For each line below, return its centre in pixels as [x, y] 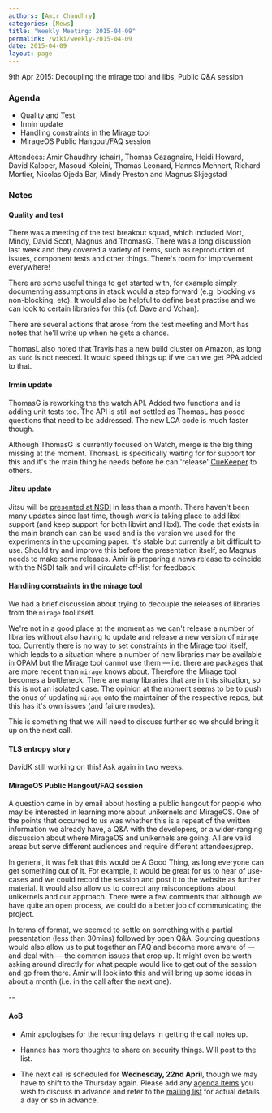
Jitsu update [30, 489]
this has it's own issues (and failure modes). [82, 706]
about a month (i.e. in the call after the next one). [90, 981]
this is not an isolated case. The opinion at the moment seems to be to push [135, 689]
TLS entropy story [39, 748]
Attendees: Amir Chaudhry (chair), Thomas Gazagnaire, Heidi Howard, [126, 157]
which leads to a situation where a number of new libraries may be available [135, 654]
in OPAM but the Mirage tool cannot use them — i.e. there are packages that [136, 663]
